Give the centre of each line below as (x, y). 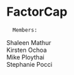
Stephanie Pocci (29, 64)
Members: (25, 30)
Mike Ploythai (26, 57)
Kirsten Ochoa (27, 50)
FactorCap (37, 12)
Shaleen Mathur (29, 42)
